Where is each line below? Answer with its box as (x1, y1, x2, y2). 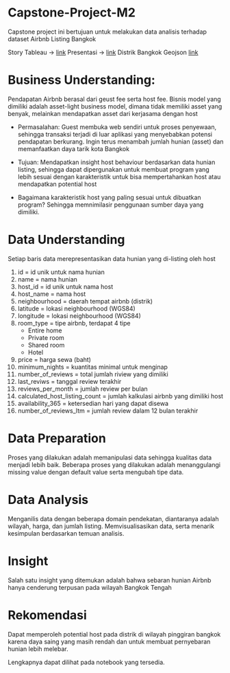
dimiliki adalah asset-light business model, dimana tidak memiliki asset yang (8, 102, 222, 111)
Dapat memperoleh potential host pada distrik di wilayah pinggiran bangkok (8, 630, 221, 638)
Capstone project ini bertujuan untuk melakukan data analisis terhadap (8, 27, 207, 36)
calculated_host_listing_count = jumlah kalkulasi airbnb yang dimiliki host (17, 391, 224, 400)
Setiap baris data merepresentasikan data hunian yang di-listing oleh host (8, 254, 216, 262)
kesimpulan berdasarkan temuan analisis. (8, 529, 125, 537)
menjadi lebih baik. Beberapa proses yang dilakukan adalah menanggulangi (8, 460, 221, 468)
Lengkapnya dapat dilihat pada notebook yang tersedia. (8, 658, 165, 666)
